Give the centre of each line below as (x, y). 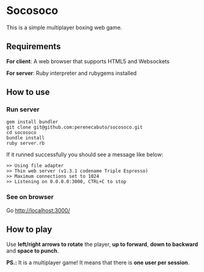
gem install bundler (33, 122)
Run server (23, 110)
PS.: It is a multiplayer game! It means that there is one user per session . (98, 262)
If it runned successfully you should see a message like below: (85, 155)
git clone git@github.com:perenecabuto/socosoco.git (75, 127)
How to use (28, 92)
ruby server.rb (26, 144)
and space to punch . (33, 251)
